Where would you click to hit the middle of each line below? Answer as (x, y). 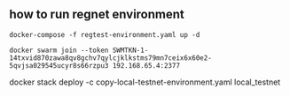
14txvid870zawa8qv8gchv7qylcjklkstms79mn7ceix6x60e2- (111, 58)
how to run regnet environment (97, 15)
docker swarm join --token (59, 50)
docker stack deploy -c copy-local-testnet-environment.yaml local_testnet (145, 82)
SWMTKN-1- (130, 50)
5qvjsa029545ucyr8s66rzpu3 (59, 65)
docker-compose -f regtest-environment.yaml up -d (105, 34)
